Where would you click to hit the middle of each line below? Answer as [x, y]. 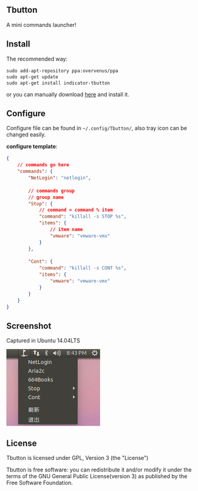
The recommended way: [37, 59]
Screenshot [29, 326]
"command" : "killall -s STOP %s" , [83, 216]
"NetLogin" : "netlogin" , [60, 178]
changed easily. [26, 135]
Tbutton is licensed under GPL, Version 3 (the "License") [77, 458]
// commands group [51, 191]
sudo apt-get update [33, 77]
